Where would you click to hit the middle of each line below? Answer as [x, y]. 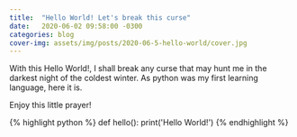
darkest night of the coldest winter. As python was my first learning [134, 78]
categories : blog [42, 34]
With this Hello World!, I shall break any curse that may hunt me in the [138, 68]
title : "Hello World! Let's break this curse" [100, 18]
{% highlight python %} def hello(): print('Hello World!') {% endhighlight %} [149, 123]
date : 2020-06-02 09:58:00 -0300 [76, 26]
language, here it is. [46, 87]
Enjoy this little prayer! [50, 105]
